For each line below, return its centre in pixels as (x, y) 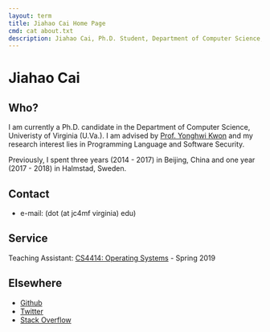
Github (31, 302)
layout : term (30, 16)
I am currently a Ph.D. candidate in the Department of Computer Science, (129, 127)
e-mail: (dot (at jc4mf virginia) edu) (78, 214)
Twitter (32, 311)
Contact (29, 194)
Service (28, 239)
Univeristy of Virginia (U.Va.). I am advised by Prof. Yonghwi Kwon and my (131, 136)
